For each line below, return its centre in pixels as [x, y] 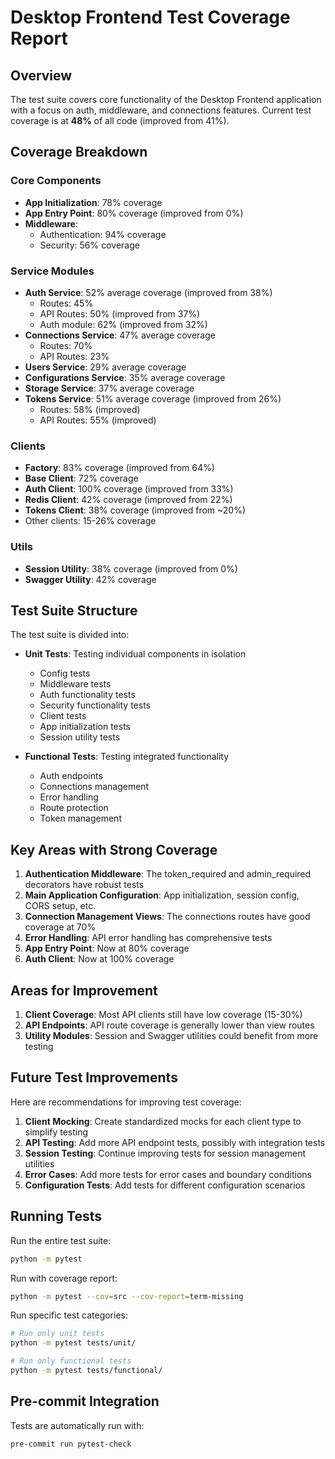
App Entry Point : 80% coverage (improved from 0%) [134, 213]
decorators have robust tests [84, 885]
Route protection [74, 808]
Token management [80, 818]
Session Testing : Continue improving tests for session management [165, 1153]
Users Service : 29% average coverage [105, 367]
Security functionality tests [95, 705]
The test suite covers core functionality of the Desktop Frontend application [166, 99]
